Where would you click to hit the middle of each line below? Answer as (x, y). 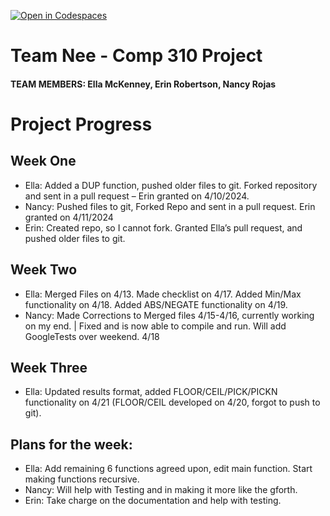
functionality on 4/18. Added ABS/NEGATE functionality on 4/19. (156, 304)
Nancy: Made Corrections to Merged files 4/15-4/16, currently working (169, 315)
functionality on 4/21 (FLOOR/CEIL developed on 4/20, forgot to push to (172, 402)
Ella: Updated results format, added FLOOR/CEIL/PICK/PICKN (151, 392)
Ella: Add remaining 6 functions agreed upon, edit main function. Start (168, 469)
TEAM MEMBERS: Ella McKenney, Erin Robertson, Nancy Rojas (143, 84)
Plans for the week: (71, 444)
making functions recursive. (82, 479)
